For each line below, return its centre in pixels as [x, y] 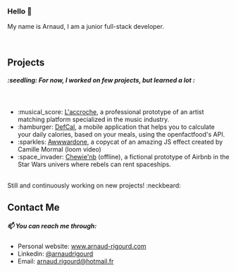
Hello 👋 [20, 11]
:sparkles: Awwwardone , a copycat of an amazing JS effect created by [120, 142]
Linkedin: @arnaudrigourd [55, 254]
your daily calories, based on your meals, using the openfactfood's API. [121, 134]
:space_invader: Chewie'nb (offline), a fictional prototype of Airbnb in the [123, 156]
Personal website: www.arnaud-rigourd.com [82, 247]
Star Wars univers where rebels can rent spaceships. [94, 164]
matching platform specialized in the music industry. [93, 119]
